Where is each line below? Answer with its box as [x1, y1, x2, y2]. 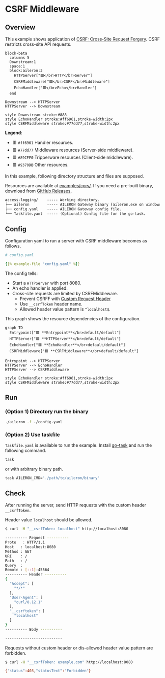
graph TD [5, 325, 23, 331]
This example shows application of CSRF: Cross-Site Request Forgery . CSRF [5, 36, 160, 42]
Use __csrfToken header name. [19, 301, 82, 307]
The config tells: [5, 271, 38, 276]
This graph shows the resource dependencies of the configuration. [5, 316, 141, 322]
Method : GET [5, 549, 32, 554]
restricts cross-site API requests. [5, 41, 72, 47]
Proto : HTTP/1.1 [5, 540, 45, 545]
